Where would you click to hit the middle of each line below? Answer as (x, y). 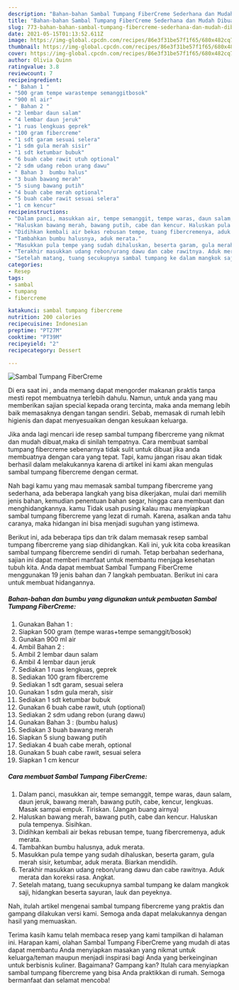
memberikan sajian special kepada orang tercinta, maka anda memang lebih (119, 406)
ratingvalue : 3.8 (34, 67)
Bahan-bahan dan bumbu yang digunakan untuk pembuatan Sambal (112, 599)
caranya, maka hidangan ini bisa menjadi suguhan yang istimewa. (104, 523)
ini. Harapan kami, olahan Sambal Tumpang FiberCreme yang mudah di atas (119, 942)
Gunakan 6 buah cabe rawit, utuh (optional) (82, 707)
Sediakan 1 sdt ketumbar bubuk (64, 700)
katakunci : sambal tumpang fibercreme (65, 311)
